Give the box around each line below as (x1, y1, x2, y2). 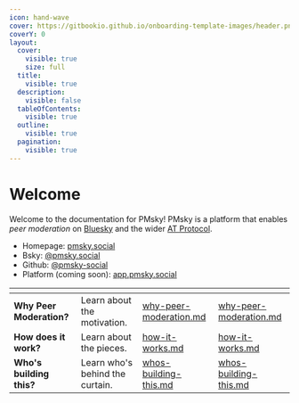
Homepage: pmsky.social (21, 240, 116, 251)
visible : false (25, 95, 82, 105)
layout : (9, 37, 38, 47)
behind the (80, 367, 126, 380)
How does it (13, 331, 66, 343)
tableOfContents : (17, 104, 82, 113)
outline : (17, 121, 50, 130)
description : (17, 87, 66, 96)
